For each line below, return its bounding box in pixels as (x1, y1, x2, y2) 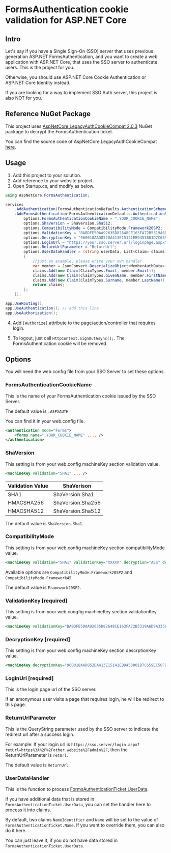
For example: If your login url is (5, 741, 70, 747)
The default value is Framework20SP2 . (5, 584, 81, 590)
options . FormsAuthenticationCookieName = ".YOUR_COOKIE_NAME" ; (23, 216, 160, 221)
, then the (107, 747, 128, 753)
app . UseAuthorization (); (5, 310, 58, 316)
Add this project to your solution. (12, 172, 81, 178)
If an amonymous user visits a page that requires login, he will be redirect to (5, 696, 164, 702)
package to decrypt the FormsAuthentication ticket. (5, 128, 113, 134)
